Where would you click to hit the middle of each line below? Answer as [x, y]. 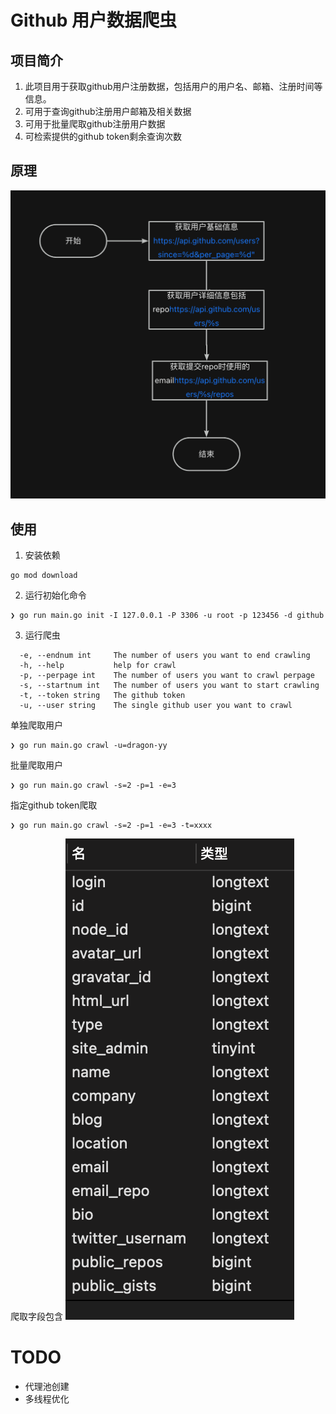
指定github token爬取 [54, 805]
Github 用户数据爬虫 [94, 20]
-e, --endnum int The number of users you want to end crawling [165, 656]
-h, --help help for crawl [98, 666]
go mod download [44, 576]
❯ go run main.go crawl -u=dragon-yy [89, 746]
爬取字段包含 [36, 1317]
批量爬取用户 [36, 765]
